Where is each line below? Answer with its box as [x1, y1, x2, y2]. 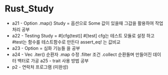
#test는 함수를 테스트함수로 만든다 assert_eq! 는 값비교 [12, 38, 121, 45]
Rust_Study [5, 3, 54, 14]
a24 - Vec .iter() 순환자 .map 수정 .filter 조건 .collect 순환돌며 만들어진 [12, 51, 152, 57]
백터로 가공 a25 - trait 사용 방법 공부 [17, 57, 89, 63]
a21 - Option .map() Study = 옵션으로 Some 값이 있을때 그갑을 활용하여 [12, 20, 154, 26]
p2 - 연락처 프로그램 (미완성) [12, 63, 69, 70]
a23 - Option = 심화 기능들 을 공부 [12, 45, 80, 51]
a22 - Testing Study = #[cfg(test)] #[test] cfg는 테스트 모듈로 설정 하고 [12, 32, 155, 38]
